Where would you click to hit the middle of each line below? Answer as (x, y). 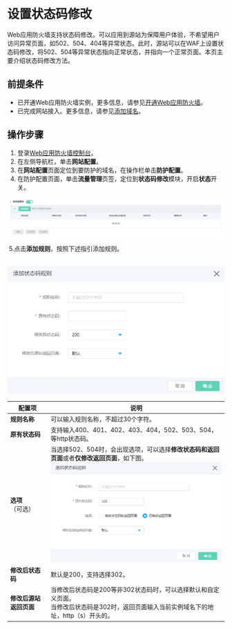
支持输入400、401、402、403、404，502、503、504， (134, 430)
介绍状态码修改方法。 (43, 60)
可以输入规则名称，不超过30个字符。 (103, 419)
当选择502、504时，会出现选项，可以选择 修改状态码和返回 (135, 449)
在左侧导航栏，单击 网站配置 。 (59, 161)
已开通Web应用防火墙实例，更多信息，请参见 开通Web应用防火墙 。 (112, 102)
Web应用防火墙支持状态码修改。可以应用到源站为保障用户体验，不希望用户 (113, 35)
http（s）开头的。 (88, 616)
